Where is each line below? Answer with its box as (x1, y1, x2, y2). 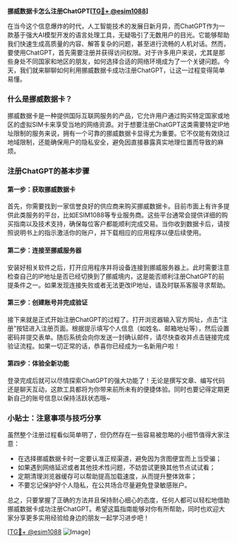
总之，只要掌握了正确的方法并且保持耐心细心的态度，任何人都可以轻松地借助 (7, 496, 230, 504)
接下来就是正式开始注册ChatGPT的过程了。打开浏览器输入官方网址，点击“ (7, 315, 222, 323)
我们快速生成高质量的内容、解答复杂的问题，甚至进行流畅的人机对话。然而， (7, 40, 230, 48)
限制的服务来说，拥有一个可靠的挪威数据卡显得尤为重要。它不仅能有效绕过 (13, 129, 230, 138)
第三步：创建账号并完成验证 (7, 298, 88, 306)
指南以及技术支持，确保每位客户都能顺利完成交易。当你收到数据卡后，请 (13, 220, 224, 228)
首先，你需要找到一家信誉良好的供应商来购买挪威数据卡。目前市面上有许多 (7, 202, 224, 210)
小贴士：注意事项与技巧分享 (7, 413, 102, 423)
